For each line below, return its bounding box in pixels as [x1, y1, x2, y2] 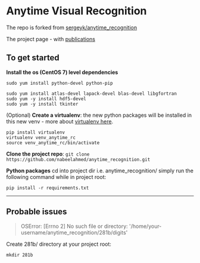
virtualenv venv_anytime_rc [6, 134, 76, 141]
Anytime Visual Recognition [6, 4, 147, 18]
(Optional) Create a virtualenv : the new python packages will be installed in [6, 112, 192, 119]
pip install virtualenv [6, 129, 65, 135]
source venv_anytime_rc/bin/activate [6, 140, 100, 146]
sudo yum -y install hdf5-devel [6, 95, 86, 102]
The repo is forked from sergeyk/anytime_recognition [6, 24, 137, 31]
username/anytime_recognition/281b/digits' [20, 228, 128, 236]
